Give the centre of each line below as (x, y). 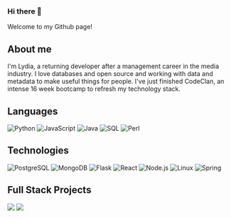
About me (29, 49)
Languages (33, 111)
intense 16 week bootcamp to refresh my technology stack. (94, 89)
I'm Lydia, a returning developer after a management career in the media (113, 66)
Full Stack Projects (49, 190)
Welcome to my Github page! (50, 27)
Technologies (38, 151)
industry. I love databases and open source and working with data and (110, 74)
